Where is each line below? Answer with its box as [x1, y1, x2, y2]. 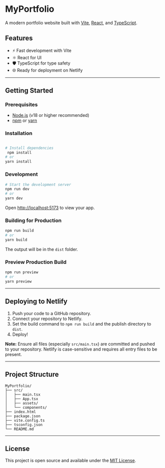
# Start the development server [5, 182, 71, 187]
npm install [7, 150, 32, 155]
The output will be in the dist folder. [5, 246, 79, 252]
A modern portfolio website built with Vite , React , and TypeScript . [5, 20, 137, 26]
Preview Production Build [5, 258, 67, 265]
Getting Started [5, 86, 54, 95]
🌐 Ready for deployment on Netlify [12, 67, 83, 73]
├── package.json [5, 413, 41, 419]
